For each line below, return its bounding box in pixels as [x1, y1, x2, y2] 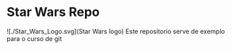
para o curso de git [6, 34, 62, 42]
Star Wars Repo [6, 4, 100, 20]
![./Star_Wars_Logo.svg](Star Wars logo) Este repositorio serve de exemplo [6, 27, 226, 35]
